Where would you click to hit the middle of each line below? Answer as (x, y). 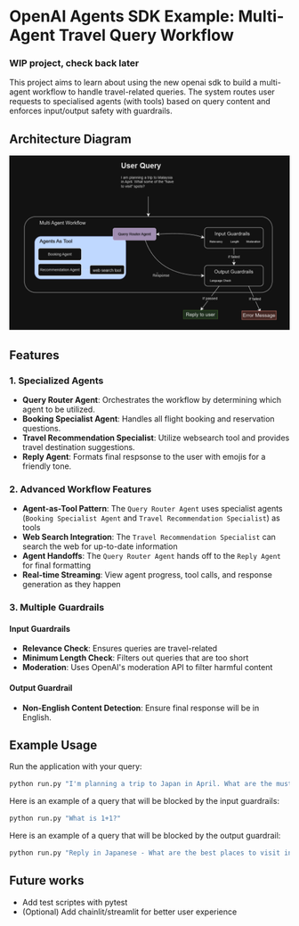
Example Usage (53, 746)
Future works (47, 881)
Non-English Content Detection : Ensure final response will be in (141, 708)
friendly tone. (47, 466)
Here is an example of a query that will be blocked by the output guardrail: (145, 836)
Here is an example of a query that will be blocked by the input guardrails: (145, 801)
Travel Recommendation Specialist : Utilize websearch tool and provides (156, 438)
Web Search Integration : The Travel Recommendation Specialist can (149, 537)
